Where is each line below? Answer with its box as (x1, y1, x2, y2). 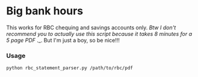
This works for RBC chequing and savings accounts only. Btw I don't (6, 24, 176, 31)
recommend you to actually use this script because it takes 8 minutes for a (6, 30, 193, 37)
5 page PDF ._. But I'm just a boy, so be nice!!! (6, 36, 120, 44)
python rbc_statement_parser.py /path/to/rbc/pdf (6, 65, 134, 71)
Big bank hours (6, 4, 84, 18)
